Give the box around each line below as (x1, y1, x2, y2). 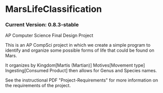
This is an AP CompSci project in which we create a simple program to (5, 42, 150, 48)
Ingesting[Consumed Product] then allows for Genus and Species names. (5, 68, 157, 74)
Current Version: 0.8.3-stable (5, 21, 79, 28)
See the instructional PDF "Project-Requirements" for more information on (5, 77, 158, 83)
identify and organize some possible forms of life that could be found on (5, 47, 154, 53)
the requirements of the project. (5, 83, 71, 89)
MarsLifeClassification (5, 3, 102, 15)
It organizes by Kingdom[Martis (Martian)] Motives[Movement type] (5, 62, 145, 68)
